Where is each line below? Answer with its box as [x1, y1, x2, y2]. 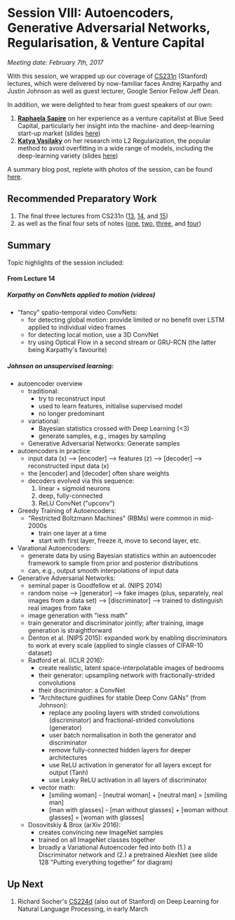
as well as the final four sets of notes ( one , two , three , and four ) [17, 219, 202, 227]
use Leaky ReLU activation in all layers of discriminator [48, 776, 207, 784]
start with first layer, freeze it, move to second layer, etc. [38, 536, 201, 545]
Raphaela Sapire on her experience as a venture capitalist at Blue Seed [17, 114, 224, 122]
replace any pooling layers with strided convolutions [48, 709, 200, 717]
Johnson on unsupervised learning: [7, 361, 114, 370]
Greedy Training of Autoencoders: [17, 507, 116, 515]
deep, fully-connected [38, 491, 103, 500]
